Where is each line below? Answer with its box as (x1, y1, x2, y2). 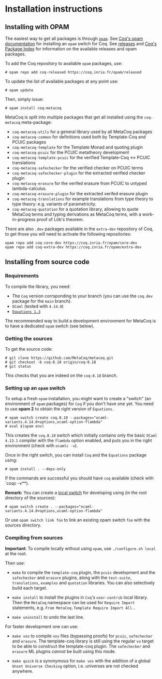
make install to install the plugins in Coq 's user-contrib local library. (12, 594, 148, 600)
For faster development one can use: (5, 623, 78, 629)
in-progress (12, 217, 36, 222)
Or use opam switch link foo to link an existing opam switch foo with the (5, 517, 150, 523)
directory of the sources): (5, 495, 56, 501)
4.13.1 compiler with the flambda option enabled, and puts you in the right (5, 438, 152, 443)
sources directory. (5, 522, 42, 528)
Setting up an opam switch (5, 385, 66, 391)
